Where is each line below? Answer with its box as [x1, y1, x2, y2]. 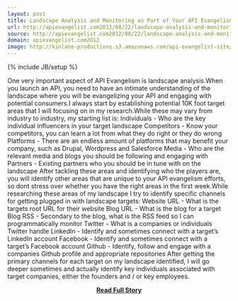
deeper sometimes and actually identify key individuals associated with [7, 265, 215, 273]
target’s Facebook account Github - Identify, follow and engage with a [7, 242, 211, 250]
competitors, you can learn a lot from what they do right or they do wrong [7, 129, 222, 137]
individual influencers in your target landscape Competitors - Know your [7, 122, 218, 130]
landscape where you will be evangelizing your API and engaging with [7, 91, 212, 100]
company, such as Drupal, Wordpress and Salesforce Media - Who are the [7, 144, 225, 152]
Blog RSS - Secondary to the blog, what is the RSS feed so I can [7, 212, 194, 220]
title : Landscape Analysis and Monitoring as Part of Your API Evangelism [7, 17, 233, 24]
